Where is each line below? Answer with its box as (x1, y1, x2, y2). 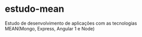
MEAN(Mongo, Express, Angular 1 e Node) (5, 25, 95, 31)
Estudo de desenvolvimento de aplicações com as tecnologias (5, 20, 137, 26)
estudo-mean (5, 3, 65, 15)
